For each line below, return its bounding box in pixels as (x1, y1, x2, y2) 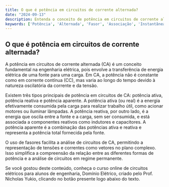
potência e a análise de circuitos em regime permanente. (5, 155, 123, 161)
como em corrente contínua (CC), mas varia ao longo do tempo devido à (5, 77, 155, 83)
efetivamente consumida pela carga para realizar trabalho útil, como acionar (5, 103, 163, 109)
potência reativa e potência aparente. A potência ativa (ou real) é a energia (5, 98, 160, 104)
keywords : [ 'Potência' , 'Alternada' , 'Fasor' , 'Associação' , (5, 21, 136, 27)
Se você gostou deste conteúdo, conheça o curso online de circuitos (5, 165, 148, 171)
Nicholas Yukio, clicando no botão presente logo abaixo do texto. (5, 176, 140, 182)
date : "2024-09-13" (5, 12, 46, 17)
